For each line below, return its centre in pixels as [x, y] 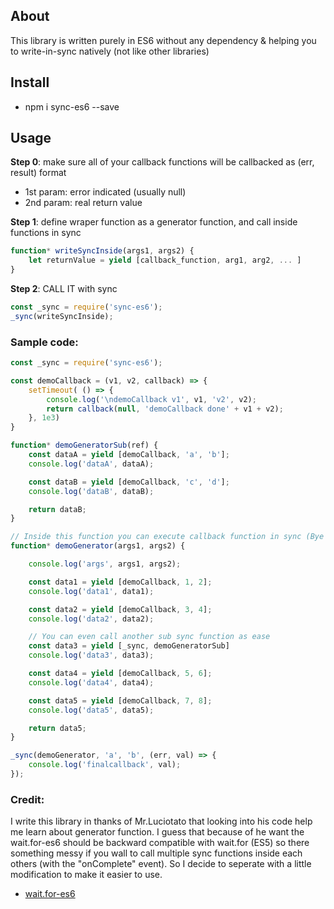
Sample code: [44, 342]
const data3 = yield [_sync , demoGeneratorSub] [129, 646]
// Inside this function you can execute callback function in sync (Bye [167, 537]
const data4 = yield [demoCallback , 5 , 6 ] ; [120, 674]
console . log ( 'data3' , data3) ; [91, 655]
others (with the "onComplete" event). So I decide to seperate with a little [161, 864]
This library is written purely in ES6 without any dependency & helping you [163, 40]
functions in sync [46, 233]
